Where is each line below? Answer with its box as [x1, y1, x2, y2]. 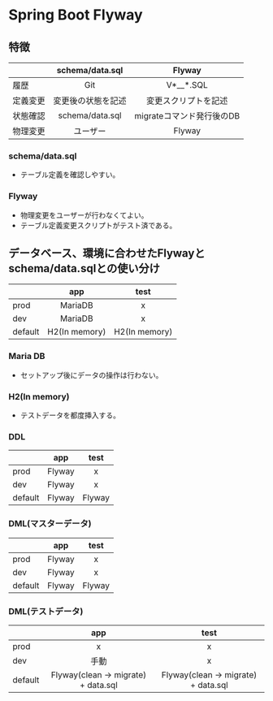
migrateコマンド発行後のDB [134, 110, 240, 121]
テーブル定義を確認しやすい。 [19, 170, 120, 180]
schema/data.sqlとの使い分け [8, 262, 161, 275]
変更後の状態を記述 [53, 95, 128, 106]
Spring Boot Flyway [8, 6, 144, 24]
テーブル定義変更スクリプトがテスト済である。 [19, 220, 177, 230]
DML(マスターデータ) [8, 518, 92, 530]
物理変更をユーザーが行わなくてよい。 [19, 210, 149, 220]
